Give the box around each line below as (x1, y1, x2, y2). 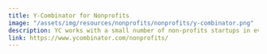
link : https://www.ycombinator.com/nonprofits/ (8, 33, 169, 42)
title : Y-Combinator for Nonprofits (8, 11, 130, 20)
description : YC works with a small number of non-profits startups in (8, 26, 250, 34)
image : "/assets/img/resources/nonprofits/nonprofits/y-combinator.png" (8, 19, 254, 27)
